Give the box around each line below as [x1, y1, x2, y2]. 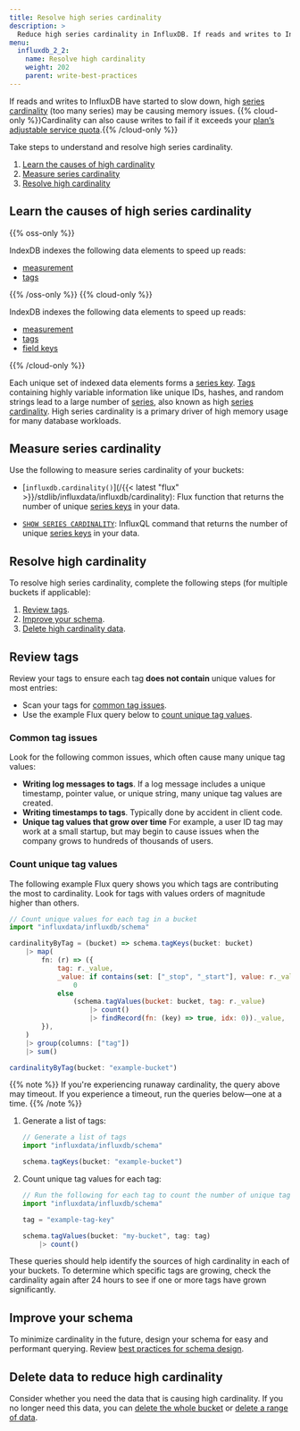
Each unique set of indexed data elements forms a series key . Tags [9, 377, 256, 388]
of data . [9, 1412, 38, 1423]
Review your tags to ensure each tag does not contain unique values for [9, 673, 276, 684]
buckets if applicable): [9, 587, 91, 598]
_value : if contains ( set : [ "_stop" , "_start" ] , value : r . [56, 972, 278, 981]
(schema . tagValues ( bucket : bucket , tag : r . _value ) [72, 997, 266, 1006]
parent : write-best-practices [25, 72, 138, 80]
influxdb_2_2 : [17, 46, 70, 55]
